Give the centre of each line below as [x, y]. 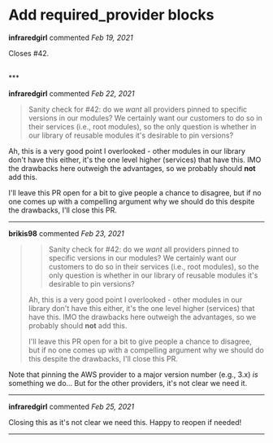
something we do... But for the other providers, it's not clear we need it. [128, 383]
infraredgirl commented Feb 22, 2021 [71, 93]
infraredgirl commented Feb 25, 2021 [71, 406]
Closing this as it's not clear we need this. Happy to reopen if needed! [125, 422]
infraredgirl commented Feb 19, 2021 [71, 37]
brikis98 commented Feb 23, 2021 [66, 233]
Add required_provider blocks [111, 15]
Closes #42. [29, 53]
